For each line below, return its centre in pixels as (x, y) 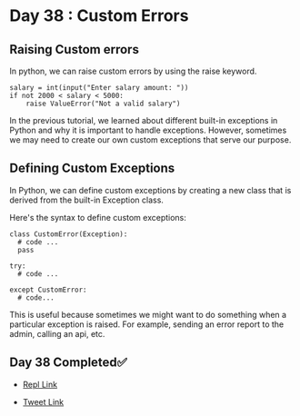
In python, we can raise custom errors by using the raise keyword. (133, 71)
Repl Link (40, 384)
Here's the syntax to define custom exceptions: (98, 217)
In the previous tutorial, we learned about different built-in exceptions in (144, 120)
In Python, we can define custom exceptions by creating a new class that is (150, 190)
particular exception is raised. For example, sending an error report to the (147, 324)
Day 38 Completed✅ (68, 363)
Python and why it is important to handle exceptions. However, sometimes (148, 130)
